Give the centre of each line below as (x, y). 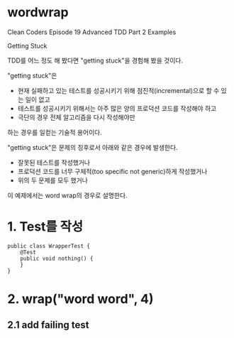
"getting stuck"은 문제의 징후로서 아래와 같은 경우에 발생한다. (93, 147)
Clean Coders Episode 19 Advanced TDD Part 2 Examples (92, 32)
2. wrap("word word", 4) (80, 299)
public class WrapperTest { (49, 246)
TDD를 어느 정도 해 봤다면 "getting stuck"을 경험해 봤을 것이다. (95, 60)
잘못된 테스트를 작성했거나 (54, 162)
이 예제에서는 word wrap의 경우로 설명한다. (67, 195)
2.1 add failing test (48, 325)
